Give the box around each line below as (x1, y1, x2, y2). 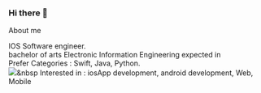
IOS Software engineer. (8, 41, 87, 51)
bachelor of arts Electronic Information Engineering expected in (8, 50, 221, 60)
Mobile (8, 77, 32, 87)
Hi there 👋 (8, 7, 49, 19)
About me (8, 26, 41, 36)
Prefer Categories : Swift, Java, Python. (8, 58, 141, 68)
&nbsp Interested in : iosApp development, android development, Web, (16, 68, 254, 78)
